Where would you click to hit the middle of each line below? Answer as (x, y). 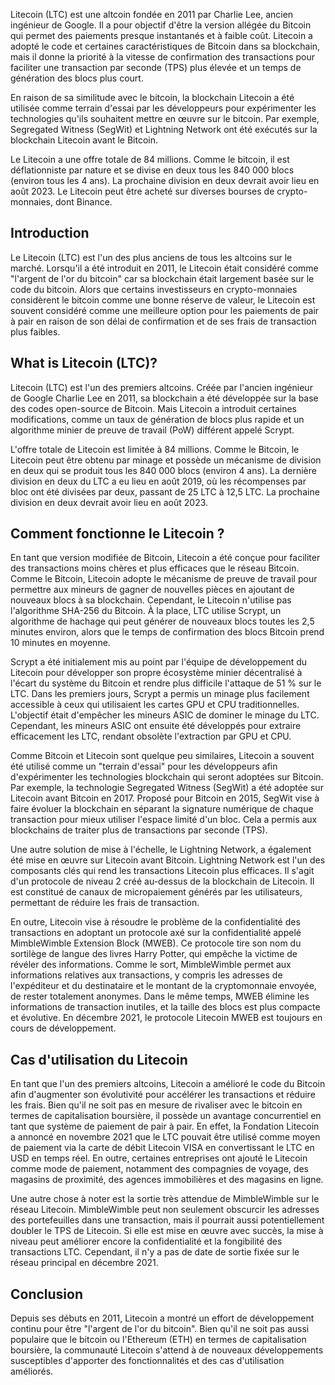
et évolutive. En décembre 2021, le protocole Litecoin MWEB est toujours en (166, 1018)
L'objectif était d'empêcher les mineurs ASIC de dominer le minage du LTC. (165, 715)
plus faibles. (35, 331)
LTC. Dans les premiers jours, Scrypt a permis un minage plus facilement (160, 694)
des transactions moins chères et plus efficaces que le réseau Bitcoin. (155, 568)
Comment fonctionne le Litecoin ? (117, 534)
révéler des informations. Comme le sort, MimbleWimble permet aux (151, 965)
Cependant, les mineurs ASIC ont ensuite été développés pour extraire (156, 726)
